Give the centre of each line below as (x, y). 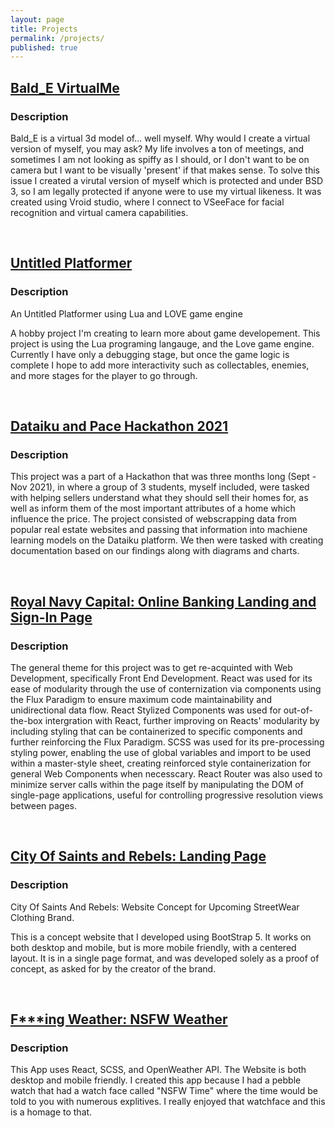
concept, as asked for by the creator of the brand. (113, 968)
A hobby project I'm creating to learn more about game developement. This (165, 333)
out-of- (298, 710)
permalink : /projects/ (57, 38)
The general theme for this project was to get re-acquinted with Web (151, 667)
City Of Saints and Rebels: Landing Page (138, 856)
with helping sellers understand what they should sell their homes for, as (159, 498)
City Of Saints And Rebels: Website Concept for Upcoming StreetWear (155, 907)
